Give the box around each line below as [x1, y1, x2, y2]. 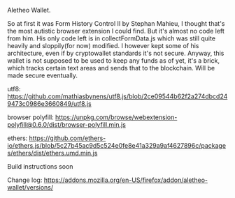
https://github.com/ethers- [29, 134, 106, 142]
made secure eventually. [7, 71, 78, 79]
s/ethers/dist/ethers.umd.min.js [7, 149, 98, 157]
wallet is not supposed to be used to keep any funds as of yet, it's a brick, [7, 56, 220, 65]
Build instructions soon [7, 162, 73, 170]
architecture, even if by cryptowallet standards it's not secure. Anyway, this [7, 49, 225, 57]
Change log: [7, 176, 43, 184]
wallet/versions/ [7, 183, 54, 191]
